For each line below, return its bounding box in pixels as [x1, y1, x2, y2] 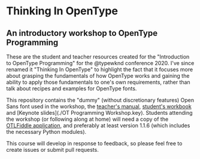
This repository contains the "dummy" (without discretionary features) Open [6, 97, 195, 103]
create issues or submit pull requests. [6, 146, 99, 153]
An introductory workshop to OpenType [6, 28, 158, 38]
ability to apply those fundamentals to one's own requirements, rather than [6, 79, 190, 85]
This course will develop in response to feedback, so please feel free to [6, 140, 183, 147]
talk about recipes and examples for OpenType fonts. [6, 85, 137, 92]
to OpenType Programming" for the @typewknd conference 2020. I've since [6, 60, 195, 66]
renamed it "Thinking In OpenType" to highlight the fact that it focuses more [6, 66, 193, 73]
